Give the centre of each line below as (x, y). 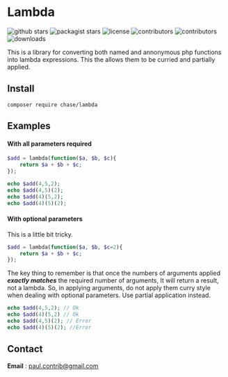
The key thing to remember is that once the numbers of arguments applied (114, 273)
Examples (29, 126)
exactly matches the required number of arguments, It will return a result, (113, 280)
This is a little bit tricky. (40, 234)
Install (21, 89)
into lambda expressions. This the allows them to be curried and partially (111, 59)
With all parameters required (50, 144)
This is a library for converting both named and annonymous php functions (114, 52)
